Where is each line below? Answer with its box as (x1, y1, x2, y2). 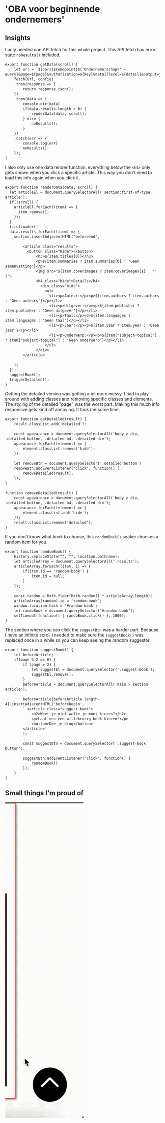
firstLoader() (9, 224, 38, 229)
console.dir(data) (23, 102, 60, 106)
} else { (23, 116, 41, 121)
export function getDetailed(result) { (5, 417, 87, 421)
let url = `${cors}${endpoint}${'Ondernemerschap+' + (14, 67, 126, 72)
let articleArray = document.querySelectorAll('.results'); (14, 559, 139, 564)
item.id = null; (31, 574, 65, 579)
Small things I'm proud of (5, 789, 83, 797)
